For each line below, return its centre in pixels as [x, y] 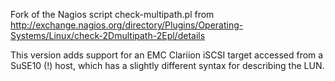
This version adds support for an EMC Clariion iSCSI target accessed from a [167, 55]
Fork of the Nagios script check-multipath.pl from [112, 14]
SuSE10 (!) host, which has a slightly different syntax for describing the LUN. [167, 65]
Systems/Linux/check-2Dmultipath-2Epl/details [108, 35]
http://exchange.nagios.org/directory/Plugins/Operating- [127, 25]
